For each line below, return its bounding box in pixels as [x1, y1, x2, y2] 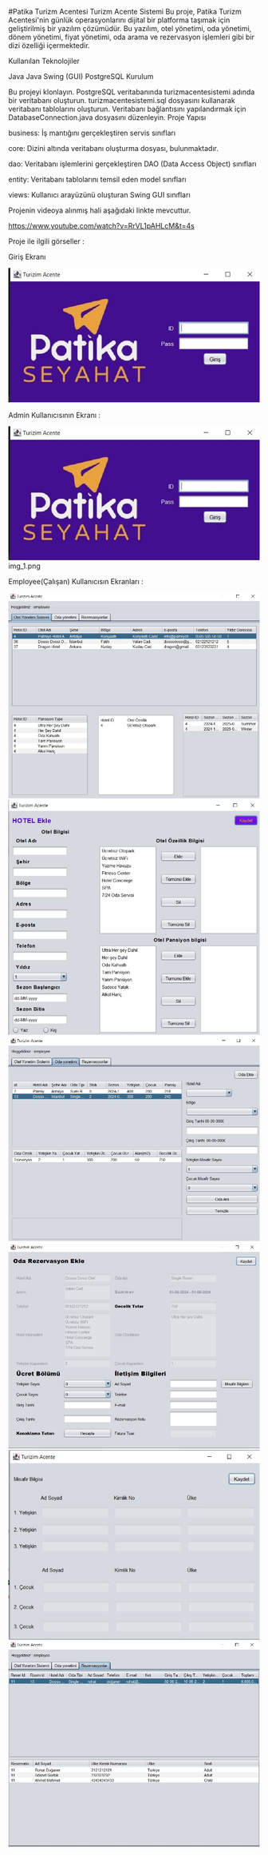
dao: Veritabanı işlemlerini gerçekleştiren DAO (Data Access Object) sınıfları [8, 159, 257, 169]
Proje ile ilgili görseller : [8, 237, 85, 246]
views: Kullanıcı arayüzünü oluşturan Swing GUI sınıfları [8, 190, 191, 199]
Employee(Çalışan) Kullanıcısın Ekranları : [8, 577, 144, 587]
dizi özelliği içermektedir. [8, 41, 90, 50]
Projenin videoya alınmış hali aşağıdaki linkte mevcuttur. [8, 205, 191, 215]
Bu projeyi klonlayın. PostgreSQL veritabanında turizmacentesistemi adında [8, 87, 255, 97]
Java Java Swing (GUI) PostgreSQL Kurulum [8, 72, 154, 81]
